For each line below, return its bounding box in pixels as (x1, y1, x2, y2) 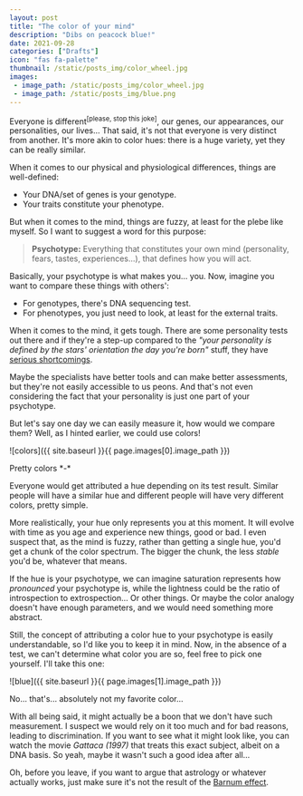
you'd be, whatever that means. (9, 556, 128, 567)
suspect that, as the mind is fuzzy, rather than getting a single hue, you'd (9, 537, 281, 548)
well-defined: (9, 171, 59, 182)
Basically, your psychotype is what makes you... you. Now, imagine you (9, 271, 275, 282)
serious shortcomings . (9, 354, 93, 365)
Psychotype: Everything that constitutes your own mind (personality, (31, 244, 289, 255)
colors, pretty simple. (9, 500, 89, 510)
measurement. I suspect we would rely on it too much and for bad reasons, (9, 721, 289, 732)
